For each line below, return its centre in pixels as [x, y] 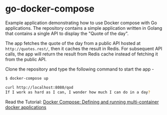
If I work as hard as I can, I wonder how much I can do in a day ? [78, 92]
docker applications [26, 107]
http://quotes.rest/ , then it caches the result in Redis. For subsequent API [84, 48]
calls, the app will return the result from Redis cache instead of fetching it [82, 54]
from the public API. [26, 59]
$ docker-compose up [27, 78]
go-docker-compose [50, 9]
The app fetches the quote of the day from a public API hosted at [73, 43]
